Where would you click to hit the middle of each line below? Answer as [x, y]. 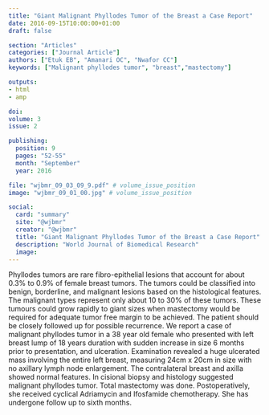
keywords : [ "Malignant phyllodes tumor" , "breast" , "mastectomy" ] [120, 68]
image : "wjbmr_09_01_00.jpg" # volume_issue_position [100, 193]
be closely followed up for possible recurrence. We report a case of [120, 326]
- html [19, 89]
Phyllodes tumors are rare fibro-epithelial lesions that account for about [126, 275]
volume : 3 [25, 119]
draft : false [30, 31]
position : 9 [36, 149]
